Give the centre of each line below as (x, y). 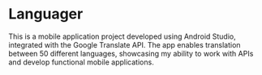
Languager (46, 14)
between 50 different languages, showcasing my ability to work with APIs (131, 53)
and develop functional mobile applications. (81, 62)
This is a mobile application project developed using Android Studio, (122, 36)
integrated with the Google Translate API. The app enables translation (125, 44)
